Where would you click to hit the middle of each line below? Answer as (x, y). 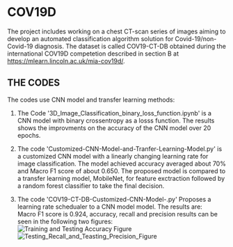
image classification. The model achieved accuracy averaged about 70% (121, 164)
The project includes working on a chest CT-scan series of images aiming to (116, 31)
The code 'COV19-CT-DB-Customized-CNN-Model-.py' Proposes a (114, 199)
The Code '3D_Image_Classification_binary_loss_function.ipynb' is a (114, 113)
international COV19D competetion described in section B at (93, 54)
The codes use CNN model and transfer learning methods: (91, 99)
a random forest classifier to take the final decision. (91, 186)
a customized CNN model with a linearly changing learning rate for (113, 156)
